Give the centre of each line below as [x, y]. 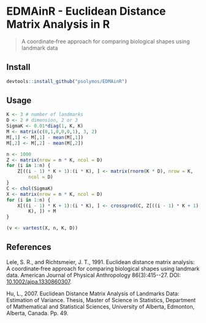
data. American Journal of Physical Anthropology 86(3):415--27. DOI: [93, 275]
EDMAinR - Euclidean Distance [86, 11]
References [29, 247]
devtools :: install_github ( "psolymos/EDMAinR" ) [67, 81]
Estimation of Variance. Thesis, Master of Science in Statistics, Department [101, 300]
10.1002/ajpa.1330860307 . [39, 281]
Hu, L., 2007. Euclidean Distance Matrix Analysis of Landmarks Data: [93, 294]
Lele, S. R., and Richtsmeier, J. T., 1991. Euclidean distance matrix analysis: [101, 262]
